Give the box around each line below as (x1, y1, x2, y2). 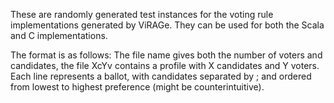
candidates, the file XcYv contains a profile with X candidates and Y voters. (10, 60, 320, 71)
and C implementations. (10, 30, 108, 41)
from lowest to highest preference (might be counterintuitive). (10, 81, 265, 93)
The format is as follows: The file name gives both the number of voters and (10, 49, 323, 61)
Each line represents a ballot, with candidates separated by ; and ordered (10, 70, 312, 82)
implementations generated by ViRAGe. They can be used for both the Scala (10, 19, 325, 31)
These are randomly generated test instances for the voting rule (10, 9, 274, 20)
